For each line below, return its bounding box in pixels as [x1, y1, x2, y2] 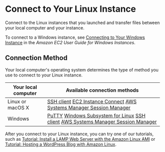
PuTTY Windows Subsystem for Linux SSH [47, 112, 146, 119]
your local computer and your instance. [5, 25, 85, 30]
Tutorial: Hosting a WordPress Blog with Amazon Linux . [5, 141, 117, 147]
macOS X [7, 104, 29, 111]
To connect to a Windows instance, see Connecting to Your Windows [5, 34, 145, 40]
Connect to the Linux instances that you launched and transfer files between [5, 20, 160, 25]
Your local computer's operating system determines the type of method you [5, 67, 159, 73]
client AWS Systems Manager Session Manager [47, 118, 157, 125]
